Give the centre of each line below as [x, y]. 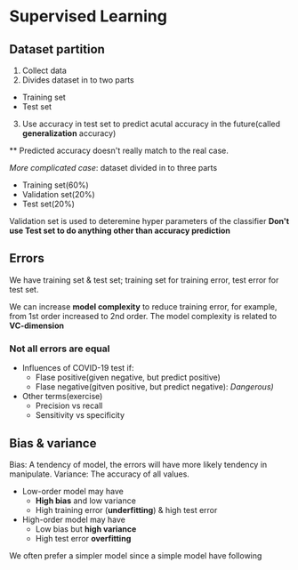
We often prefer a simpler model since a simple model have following [136, 555]
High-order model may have [74, 519]
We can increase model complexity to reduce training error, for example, [143, 306]
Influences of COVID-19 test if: [78, 368]
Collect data [44, 70]
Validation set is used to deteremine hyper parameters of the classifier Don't [149, 221]
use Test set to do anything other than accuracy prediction [120, 230]
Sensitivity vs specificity [80, 415]
